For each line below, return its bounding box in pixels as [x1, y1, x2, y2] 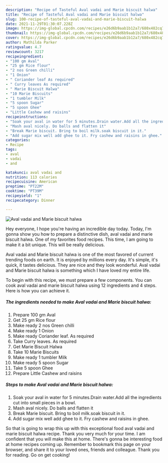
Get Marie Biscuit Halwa [12, 343, 63, 349]
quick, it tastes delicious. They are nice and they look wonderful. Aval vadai [5, 262, 161, 268]
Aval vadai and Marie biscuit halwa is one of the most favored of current [5, 251, 154, 257]
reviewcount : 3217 [5, 49, 44, 54]
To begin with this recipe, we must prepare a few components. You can [5, 277, 152, 283]
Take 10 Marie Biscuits [12, 349, 59, 355]
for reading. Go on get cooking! [5, 451, 70, 458]
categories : [5, 138, 30, 143]
